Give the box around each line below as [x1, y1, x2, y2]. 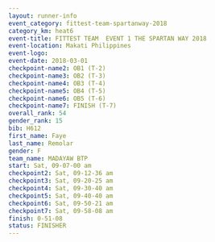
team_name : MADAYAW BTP [8, 154, 89, 162]
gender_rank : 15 [8, 117, 63, 125]
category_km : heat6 [8, 27, 74, 35]
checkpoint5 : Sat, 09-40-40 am [8, 191, 114, 200]
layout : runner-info [8, 11, 78, 20]
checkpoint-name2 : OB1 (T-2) [8, 65, 106, 73]
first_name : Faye [8, 131, 67, 140]
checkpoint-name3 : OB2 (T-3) [8, 72, 106, 80]
